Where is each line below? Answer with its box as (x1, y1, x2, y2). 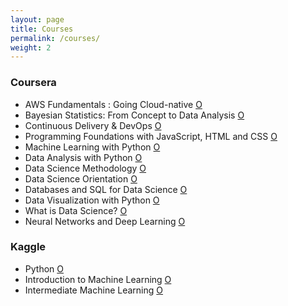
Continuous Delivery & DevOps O (24, 119, 162, 131)
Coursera (10, 76, 57, 90)
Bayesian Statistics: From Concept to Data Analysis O (24, 109, 245, 121)
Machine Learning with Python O (24, 141, 161, 153)
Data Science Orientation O (24, 172, 138, 185)
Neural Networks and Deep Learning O (24, 215, 186, 227)
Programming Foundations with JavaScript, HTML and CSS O (24, 130, 278, 142)
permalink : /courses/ (10, 33, 101, 43)
